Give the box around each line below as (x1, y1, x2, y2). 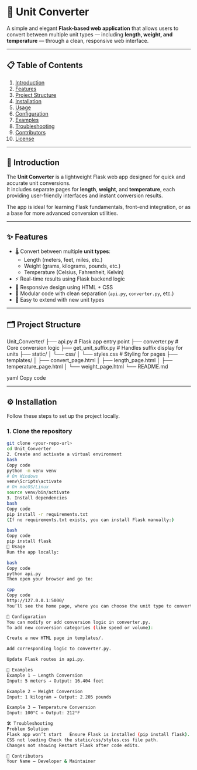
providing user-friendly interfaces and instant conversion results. (6, 192, 163, 199)
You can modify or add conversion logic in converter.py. (6, 619, 151, 625)
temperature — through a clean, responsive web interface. (6, 37, 149, 44)
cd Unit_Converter (6, 446, 51, 452)
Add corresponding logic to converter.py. (6, 646, 112, 652)
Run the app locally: (6, 549, 60, 555)
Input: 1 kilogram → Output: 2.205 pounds (6, 694, 112, 700)
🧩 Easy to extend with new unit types (15, 296, 105, 303)
